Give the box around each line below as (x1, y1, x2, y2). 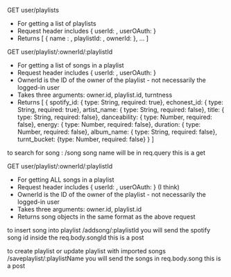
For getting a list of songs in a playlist (17, 61, 124, 69)
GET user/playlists (7, 6, 60, 14)
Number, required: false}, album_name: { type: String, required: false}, (17, 128, 217, 136)
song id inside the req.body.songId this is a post (7, 233, 144, 242)
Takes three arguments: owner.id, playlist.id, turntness (17, 90, 173, 99)
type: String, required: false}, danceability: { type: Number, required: (17, 113, 213, 121)
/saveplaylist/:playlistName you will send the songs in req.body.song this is (7, 254, 221, 262)
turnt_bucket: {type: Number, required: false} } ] (17, 135, 155, 143)
